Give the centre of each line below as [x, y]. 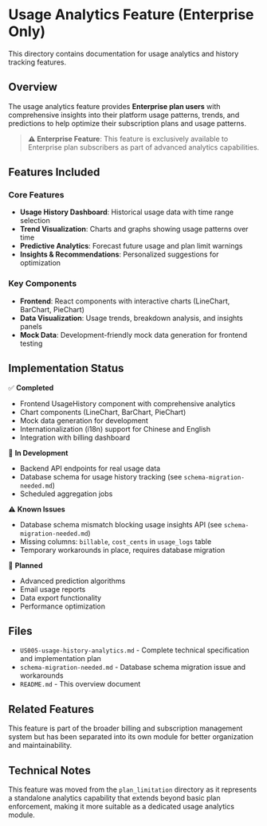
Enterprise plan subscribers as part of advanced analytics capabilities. [143, 147]
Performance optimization [63, 606]
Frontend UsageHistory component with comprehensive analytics [128, 403]
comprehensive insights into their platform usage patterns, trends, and [124, 115]
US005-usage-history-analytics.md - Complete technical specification [134, 650]
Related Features [51, 709]
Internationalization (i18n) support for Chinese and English [115, 429]
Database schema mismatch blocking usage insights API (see [121, 524]
